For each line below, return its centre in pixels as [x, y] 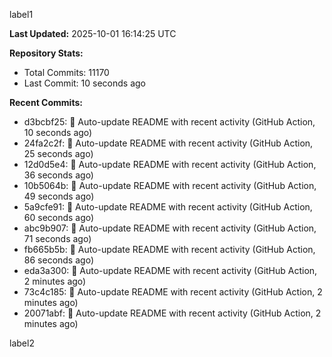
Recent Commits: [46, 102]
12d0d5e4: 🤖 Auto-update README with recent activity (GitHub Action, [170, 164]
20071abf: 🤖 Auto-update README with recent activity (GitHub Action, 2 [172, 313]
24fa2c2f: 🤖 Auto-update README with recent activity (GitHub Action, [168, 143]
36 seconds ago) [58, 175]
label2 [22, 343]
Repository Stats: [46, 53]
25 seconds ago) [58, 153]
